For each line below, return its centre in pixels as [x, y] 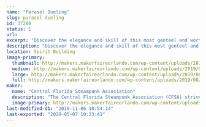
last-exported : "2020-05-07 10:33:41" [56, 114]
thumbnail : [26, 63]
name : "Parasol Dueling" [38, 12]
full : [19, 80]
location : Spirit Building [41, 52]
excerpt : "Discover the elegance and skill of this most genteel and [97, 40]
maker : [15, 86]
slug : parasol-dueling [35, 18]
